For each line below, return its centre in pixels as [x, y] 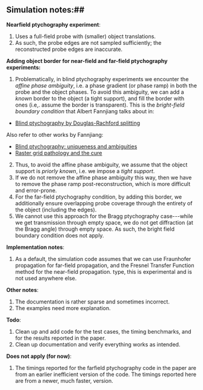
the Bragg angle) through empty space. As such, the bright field [95, 229]
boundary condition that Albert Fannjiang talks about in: [85, 111]
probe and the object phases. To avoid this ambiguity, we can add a [99, 92]
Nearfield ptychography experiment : [54, 24]
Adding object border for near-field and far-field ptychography [87, 61]
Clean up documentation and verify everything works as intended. [98, 344]
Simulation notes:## [45, 10]
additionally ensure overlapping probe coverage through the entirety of [104, 203]
